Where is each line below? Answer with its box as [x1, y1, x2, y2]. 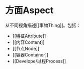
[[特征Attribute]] [12, 33, 46, 39]
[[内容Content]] [12, 39, 45, 45]
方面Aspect [5, 5, 54, 16]
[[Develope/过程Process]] [12, 58, 66, 64]
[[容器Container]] [12, 51, 49, 58]
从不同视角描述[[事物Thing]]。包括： [5, 22, 81, 28]
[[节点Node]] [12, 45, 39, 51]
